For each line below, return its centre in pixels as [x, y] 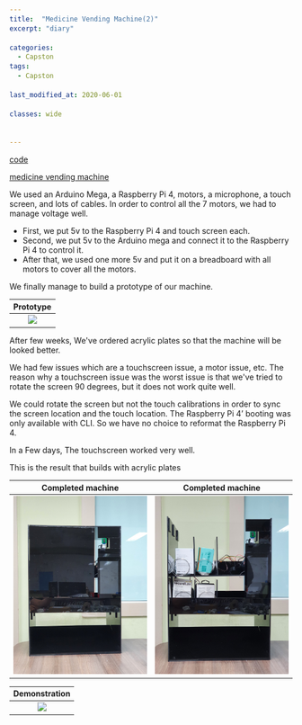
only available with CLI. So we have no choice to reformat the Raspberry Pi [147, 424]
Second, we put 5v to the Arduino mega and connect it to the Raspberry [155, 241]
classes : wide [36, 114]
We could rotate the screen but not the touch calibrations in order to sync [145, 404]
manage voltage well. [49, 214]
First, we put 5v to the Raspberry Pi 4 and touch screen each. [136, 231]
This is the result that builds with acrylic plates [95, 468]
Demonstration [42, 694]
